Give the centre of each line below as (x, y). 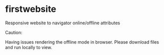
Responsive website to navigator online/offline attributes (63, 23)
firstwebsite (31, 9)
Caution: (14, 32)
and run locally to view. (29, 47)
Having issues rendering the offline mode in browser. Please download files (82, 42)
